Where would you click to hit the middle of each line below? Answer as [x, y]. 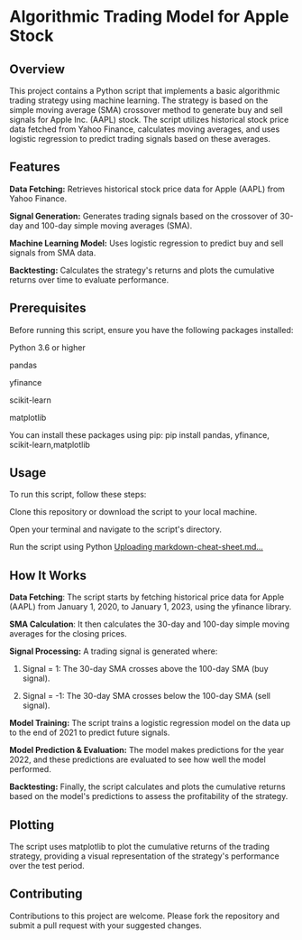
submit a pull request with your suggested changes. [106, 925]
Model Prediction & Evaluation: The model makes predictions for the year [147, 750]
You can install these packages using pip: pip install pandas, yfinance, [140, 434]
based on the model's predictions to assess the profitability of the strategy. [149, 796]
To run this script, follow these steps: [78, 495]
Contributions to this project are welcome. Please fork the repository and [145, 916]
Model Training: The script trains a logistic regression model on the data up [150, 723]
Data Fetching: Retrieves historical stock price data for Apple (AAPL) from [147, 189]
